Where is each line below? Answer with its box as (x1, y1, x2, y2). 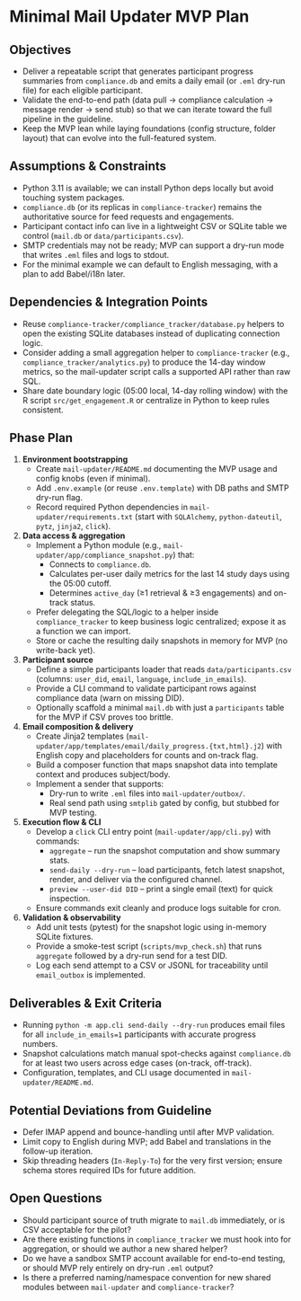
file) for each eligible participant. (22, 85, 144, 95)
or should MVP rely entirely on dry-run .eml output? (22, 1262, 214, 1273)
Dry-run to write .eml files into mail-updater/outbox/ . (49, 788, 245, 799)
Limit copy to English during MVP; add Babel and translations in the (22, 1137, 271, 1147)
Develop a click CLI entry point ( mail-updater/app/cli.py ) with (35, 827, 271, 837)
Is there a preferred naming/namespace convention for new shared (22, 1271, 271, 1282)
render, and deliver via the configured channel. (49, 874, 223, 885)
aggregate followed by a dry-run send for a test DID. (35, 951, 227, 961)
